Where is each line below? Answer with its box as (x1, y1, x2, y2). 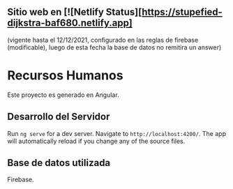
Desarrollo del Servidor (7, 111, 110, 123)
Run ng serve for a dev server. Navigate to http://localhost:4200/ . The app (7, 129, 227, 137)
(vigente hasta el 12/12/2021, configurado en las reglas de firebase (7, 36, 199, 44)
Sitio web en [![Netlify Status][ (7, 6, 142, 18)
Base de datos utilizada (7, 157, 111, 169)
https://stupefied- (142, 6, 223, 18)
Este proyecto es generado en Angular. (7, 91, 120, 99)
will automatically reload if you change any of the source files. (7, 137, 186, 145)
